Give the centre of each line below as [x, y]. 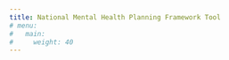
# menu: [24, 26]
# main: [28, 34]
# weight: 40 [41, 42]
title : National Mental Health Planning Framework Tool [115, 17]
